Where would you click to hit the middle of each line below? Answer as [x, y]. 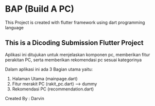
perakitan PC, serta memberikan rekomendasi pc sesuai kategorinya [73, 60]
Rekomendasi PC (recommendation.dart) [53, 89]
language [14, 27]
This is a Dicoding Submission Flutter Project [74, 43]
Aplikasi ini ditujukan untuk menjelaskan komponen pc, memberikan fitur [78, 54]
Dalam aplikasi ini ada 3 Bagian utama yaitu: [49, 69]
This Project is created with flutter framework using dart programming [75, 22]
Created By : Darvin [25, 98]
